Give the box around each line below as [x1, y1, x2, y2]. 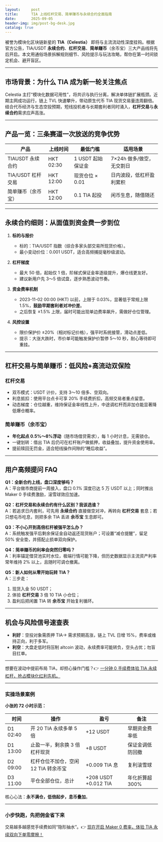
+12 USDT [85, 728, 110, 735]
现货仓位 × [74, 172, 98, 179]
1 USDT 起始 [74, 155, 103, 162]
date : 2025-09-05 [5, 16, 53, 21]
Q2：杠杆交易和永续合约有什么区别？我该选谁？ [5, 502, 100, 508]
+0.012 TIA [85, 780, 113, 787]
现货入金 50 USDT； [12, 586, 53, 592]
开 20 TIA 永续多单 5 [30, 725, 78, 732]
